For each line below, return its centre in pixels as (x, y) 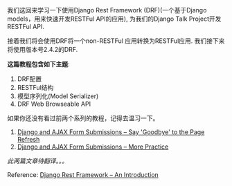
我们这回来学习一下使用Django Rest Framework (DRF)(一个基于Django (107, 10)
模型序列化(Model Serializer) (58, 96)
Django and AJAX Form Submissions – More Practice (93, 147)
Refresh (28, 139)
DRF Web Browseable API (54, 104)
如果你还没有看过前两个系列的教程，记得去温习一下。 (83, 118)
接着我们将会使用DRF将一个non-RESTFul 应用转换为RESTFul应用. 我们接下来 (116, 41)
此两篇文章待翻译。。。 (37, 161)
